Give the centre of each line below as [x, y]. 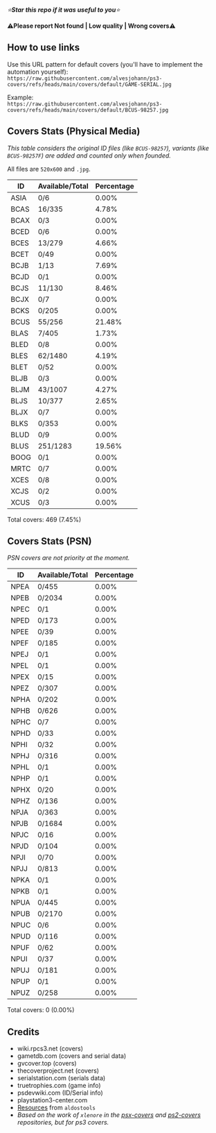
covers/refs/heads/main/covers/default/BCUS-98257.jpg [88, 110]
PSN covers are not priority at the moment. [69, 558]
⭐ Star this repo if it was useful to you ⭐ [64, 10]
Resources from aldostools [56, 1108]
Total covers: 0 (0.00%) [41, 1010]
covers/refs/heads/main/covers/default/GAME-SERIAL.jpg [89, 84]
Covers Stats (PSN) [49, 541]
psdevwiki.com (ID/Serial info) [60, 1093]
